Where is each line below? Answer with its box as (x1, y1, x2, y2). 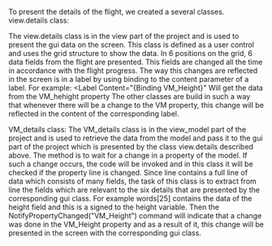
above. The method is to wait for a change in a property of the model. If (8, 150, 248, 160)
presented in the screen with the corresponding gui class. (8, 228, 201, 238)
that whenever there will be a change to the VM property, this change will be (8, 101, 264, 110)
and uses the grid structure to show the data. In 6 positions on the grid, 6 (8, 49, 253, 58)
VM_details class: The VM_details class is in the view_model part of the (8, 125, 247, 134)
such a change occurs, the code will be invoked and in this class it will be (8, 159, 253, 169)
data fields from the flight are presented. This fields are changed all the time (8, 57, 263, 67)
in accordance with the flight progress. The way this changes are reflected (8, 66, 258, 76)
